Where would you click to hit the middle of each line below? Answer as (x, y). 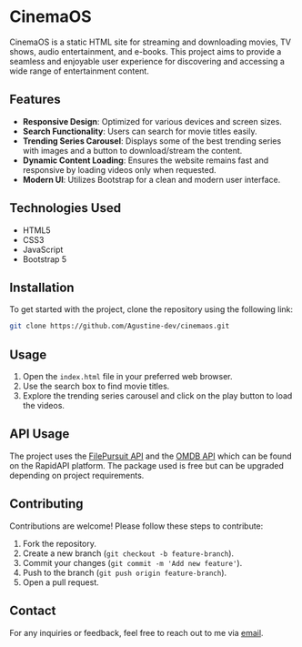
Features (35, 100)
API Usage (40, 434)
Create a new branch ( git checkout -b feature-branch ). (128, 553)
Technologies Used (65, 208)
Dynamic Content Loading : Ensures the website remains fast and (146, 160)
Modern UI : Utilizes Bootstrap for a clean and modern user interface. (151, 179)
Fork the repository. (60, 543)
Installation (42, 287)
